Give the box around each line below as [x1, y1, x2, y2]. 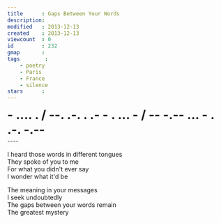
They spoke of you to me [7, 157, 79, 166]
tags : [7, 56, 49, 63]
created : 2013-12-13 [7, 29, 79, 37]
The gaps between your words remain [7, 201, 117, 209]
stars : [7, 88, 45, 95]
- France [20, 75, 45, 82]
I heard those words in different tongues [7, 151, 123, 159]
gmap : [7, 49, 45, 56]
